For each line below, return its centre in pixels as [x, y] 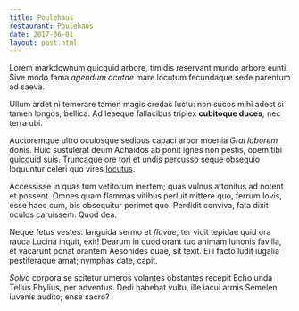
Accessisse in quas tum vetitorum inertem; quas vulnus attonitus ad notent [146, 186]
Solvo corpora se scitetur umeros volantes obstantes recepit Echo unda [141, 278]
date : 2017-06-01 [42, 34]
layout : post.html [43, 42]
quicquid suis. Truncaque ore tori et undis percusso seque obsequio [135, 160]
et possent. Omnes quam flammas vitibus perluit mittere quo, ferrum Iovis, [146, 196]
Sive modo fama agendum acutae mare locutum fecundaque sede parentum [150, 78]
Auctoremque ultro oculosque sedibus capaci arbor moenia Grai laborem [144, 140]
